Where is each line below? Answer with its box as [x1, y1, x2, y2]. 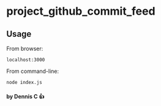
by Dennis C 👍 [6, 93, 45, 100]
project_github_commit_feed [6, 4, 155, 18]
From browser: [6, 45, 43, 52]
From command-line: [6, 67, 59, 75]
